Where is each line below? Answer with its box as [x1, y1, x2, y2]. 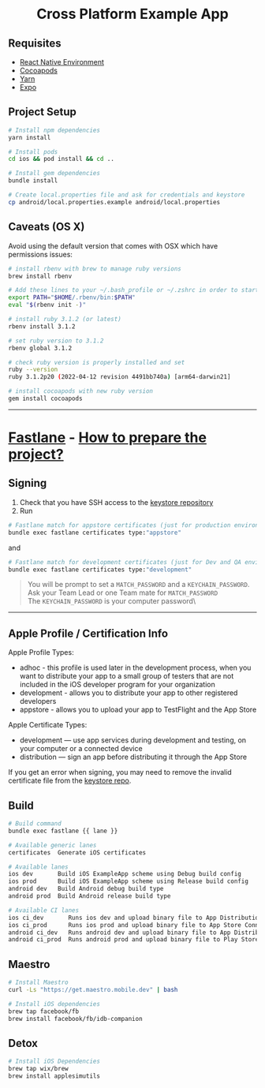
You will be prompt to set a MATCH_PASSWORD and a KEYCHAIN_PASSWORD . [27, 580, 250, 589]
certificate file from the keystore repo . [8, 776, 132, 786]
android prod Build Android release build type [8, 892, 171, 900]
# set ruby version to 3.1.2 [8, 337, 104, 345]
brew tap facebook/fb [8, 1008, 80, 1015]
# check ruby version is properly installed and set [8, 358, 185, 366]
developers [19, 697, 57, 706]
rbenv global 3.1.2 [8, 344, 73, 352]
